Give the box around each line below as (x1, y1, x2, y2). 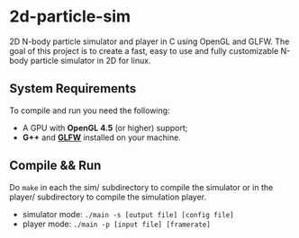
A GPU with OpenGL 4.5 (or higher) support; (22, 122, 188, 133)
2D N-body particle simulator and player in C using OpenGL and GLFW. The (9, 36, 290, 47)
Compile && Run (9, 158, 102, 173)
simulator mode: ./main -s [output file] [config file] (22, 208, 234, 219)
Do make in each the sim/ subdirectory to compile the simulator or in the (9, 181, 274, 192)
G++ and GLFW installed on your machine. (22, 132, 182, 143)
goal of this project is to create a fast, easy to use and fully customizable (9, 45, 279, 56)
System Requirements (9, 81, 137, 96)
